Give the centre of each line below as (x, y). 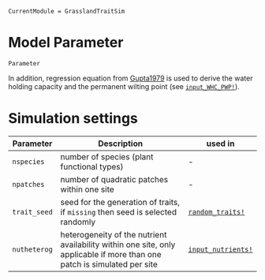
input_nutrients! (220, 249)
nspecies (28, 161)
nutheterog (32, 249)
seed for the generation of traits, (120, 202)
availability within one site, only (118, 245)
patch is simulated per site (109, 264)
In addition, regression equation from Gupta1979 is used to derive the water (131, 78)
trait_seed (32, 212)
